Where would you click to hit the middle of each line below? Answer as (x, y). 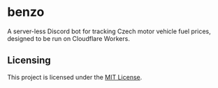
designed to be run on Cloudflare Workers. (69, 38)
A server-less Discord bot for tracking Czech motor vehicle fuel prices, (109, 31)
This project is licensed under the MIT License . (75, 77)
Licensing (29, 61)
